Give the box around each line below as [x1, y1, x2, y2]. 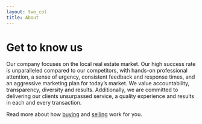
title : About [6, 15, 39, 21]
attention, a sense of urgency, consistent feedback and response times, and [6, 73, 195, 80]
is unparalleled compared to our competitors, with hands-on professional [6, 67, 188, 74]
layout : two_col [6, 8, 47, 15]
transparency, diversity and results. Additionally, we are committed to [6, 86, 178, 94]
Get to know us [6, 41, 83, 54]
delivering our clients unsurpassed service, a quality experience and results [6, 93, 195, 100]
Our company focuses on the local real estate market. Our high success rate [6, 60, 196, 68]
